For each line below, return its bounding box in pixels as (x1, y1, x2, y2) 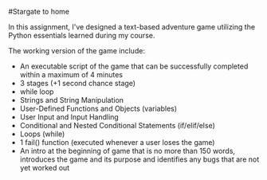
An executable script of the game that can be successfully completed (19, 61, 249, 71)
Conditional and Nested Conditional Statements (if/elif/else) (19, 121, 215, 130)
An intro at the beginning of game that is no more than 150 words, (19, 147, 236, 155)
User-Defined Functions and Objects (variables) (19, 104, 178, 113)
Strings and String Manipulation (19, 96, 124, 104)
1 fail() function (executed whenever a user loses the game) (19, 138, 215, 147)
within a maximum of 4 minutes (19, 70, 124, 79)
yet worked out (19, 163, 70, 172)
